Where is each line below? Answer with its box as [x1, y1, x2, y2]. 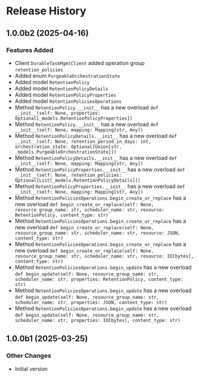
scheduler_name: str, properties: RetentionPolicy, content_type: [14, 276, 184, 282]
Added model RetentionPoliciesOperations [14, 97, 122, 105]
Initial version [14, 365, 48, 372]
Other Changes [6, 351, 52, 360]
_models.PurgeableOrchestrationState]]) [14, 149, 117, 155]
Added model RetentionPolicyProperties [14, 91, 116, 98]
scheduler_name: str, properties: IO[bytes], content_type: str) [14, 317, 181, 323]
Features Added [6, 46, 54, 54]
